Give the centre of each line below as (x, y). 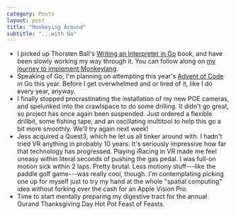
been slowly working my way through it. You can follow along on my (116, 62)
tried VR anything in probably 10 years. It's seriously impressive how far (122, 144)
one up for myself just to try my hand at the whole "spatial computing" (119, 182)
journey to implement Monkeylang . (67, 69)
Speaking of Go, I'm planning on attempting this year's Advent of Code (120, 76)
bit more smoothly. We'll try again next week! (83, 129)
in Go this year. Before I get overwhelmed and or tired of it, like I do (115, 84)
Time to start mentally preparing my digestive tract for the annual (112, 197)
